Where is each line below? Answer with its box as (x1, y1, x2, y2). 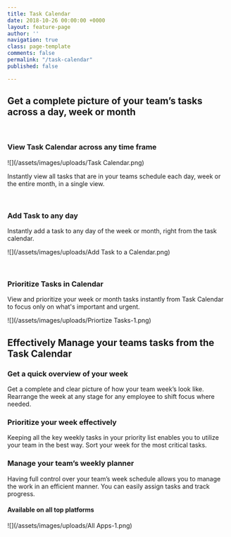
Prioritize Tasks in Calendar (7, 279, 104, 289)
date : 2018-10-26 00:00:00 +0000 (7, 17, 106, 24)
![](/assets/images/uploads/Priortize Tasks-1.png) (7, 316, 151, 325)
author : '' (7, 30, 39, 37)
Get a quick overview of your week (7, 369, 129, 378)
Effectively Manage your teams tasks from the (7, 336, 215, 349)
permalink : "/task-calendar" (7, 56, 93, 63)
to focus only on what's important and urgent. (7, 302, 140, 311)
